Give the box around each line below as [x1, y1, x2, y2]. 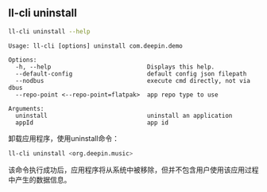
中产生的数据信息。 [8, 174, 72, 184]
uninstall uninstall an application [15, 112, 233, 120]
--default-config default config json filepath [15, 69, 247, 78]
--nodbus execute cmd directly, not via [15, 76, 250, 84]
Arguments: [8, 104, 44, 112]
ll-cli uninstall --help [8, 27, 91, 35]
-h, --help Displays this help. [15, 63, 215, 71]
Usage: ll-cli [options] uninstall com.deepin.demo [8, 41, 183, 50]
